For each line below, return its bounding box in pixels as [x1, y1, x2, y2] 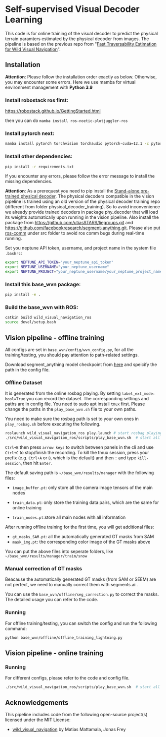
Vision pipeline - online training [5, 649, 104, 657]
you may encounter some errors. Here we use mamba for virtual [5, 79, 136, 85]
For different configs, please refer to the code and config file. [5, 675, 130, 681]
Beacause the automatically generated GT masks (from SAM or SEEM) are [5, 576, 157, 582]
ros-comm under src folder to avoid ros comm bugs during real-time [5, 230, 145, 236]
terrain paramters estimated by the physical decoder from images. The [5, 36, 149, 42]
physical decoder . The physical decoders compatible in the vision [20, 193, 154, 199]
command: [5, 625, 27, 631]
